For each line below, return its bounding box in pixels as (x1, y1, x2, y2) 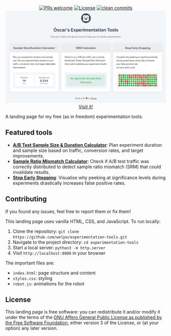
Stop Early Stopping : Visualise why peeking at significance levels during (12, 174, 166, 181)
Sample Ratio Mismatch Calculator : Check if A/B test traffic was (12, 158, 150, 164)
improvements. (12, 152, 44, 159)
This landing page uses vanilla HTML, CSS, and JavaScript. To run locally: (5, 218, 161, 225)
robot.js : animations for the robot (12, 280, 84, 286)
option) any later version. (5, 325, 58, 331)
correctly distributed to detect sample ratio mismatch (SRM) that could (12, 164, 161, 170)
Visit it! (78, 103, 93, 109)
